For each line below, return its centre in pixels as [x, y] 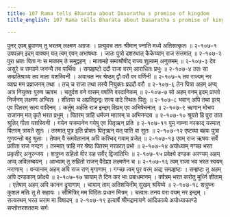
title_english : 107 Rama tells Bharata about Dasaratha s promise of [108, 20]
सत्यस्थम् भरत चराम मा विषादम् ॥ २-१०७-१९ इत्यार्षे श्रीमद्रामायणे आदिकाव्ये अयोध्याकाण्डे [102, 200]
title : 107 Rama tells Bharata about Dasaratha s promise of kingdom [108, 13]
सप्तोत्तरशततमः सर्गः [28, 207]
